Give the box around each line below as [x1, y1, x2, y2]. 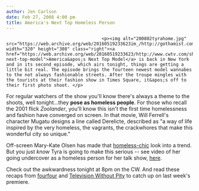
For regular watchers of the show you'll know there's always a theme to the [6, 93, 190, 100]
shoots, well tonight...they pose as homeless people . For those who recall [6, 99, 187, 106]
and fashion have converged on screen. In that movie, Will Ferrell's [6, 112, 169, 119]
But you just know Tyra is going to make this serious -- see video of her [6, 148, 181, 156]
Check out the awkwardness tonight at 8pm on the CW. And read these [6, 166, 180, 173]
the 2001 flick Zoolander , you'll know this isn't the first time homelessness [6, 105, 187, 112]
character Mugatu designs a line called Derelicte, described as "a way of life [6, 118, 192, 125]
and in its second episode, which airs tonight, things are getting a [6, 61, 184, 68]
